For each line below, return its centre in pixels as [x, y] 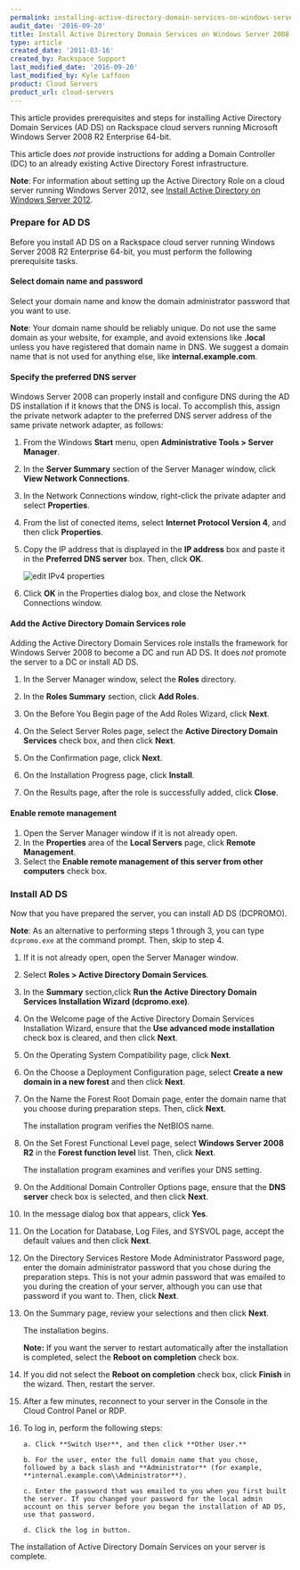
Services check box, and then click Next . [99, 740]
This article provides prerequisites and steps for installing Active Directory [146, 118]
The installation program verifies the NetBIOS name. [118, 1126]
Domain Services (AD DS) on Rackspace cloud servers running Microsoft [144, 127]
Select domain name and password [77, 281]
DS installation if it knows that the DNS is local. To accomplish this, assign [145, 406]
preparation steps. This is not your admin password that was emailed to [154, 1277]
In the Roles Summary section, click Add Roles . [111, 697]
